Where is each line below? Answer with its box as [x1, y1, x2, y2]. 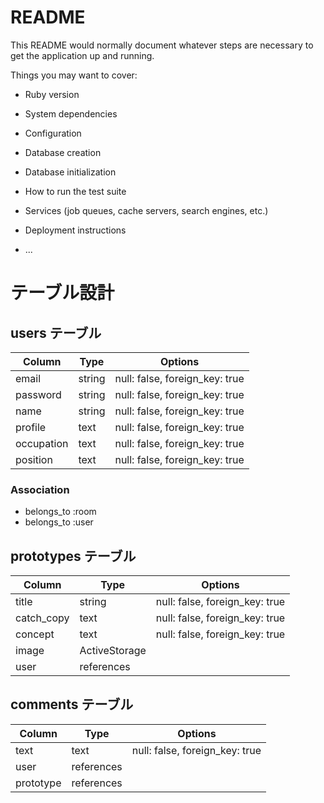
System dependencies [24, 107, 118, 120]
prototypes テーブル [10, 547, 137, 565]
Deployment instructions [24, 224, 127, 236]
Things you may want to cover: [10, 69, 138, 81]
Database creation [24, 146, 102, 158]
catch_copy [15, 611, 70, 625]
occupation [15, 436, 69, 450]
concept [15, 627, 55, 641]
